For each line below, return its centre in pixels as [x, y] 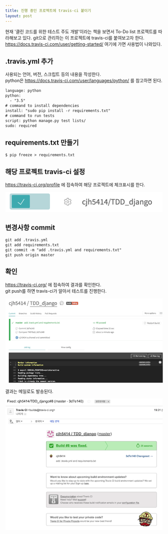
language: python [23, 91]
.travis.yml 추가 [29, 61]
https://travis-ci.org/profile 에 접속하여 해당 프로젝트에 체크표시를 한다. [75, 184]
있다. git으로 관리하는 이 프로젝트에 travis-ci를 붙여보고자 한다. [83, 38]
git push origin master [30, 255]
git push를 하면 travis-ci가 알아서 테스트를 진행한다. [56, 291]
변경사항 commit [30, 228]
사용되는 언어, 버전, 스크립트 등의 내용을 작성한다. [53, 74]
